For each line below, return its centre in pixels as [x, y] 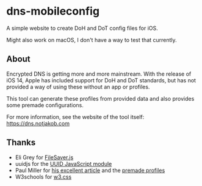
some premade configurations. [45, 105]
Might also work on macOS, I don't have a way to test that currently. [92, 40]
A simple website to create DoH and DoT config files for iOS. [82, 28]
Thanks [21, 142]
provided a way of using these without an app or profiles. [78, 87]
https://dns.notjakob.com [38, 123]
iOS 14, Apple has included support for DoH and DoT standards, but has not [101, 80]
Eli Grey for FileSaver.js [44, 157]
